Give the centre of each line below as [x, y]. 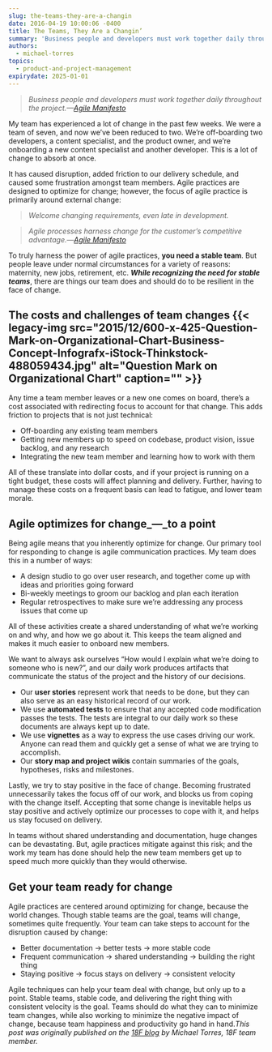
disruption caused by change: [58, 932]
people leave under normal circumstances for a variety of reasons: [119, 263]
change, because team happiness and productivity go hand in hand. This [129, 1024]
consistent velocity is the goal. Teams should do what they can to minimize [133, 1007]
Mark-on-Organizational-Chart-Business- [117, 341]
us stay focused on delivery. [55, 820]
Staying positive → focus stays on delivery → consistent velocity [127, 974]
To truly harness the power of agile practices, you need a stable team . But [133, 255]
